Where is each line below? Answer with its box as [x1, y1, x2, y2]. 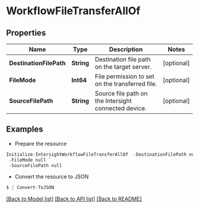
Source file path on [94, 89, 148, 97]
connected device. [94, 104, 147, 112]
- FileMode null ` [8, 157, 52, 163]
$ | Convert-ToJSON [6, 185, 54, 191]
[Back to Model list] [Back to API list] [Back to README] [6, 196, 142, 203]
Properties [6, 28, 46, 38]
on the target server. [94, 63, 152, 71]
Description [109, 46, 143, 53]
